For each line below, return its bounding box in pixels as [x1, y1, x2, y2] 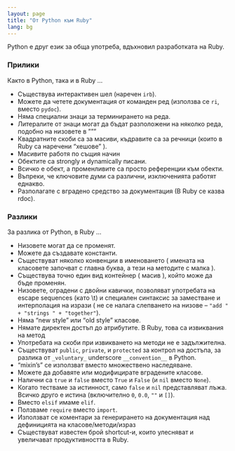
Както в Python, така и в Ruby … [7, 76, 103, 84]
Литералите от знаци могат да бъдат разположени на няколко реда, [17, 119, 223, 128]
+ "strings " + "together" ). [17, 308, 100, 317]
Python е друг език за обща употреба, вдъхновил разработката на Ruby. [7, 43, 224, 51]
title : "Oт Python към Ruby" [7, 17, 93, 24]
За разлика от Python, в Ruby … [7, 228, 102, 236]
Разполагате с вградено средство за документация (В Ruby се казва [17, 187, 225, 195]
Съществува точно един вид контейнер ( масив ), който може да [17, 271, 213, 280]
